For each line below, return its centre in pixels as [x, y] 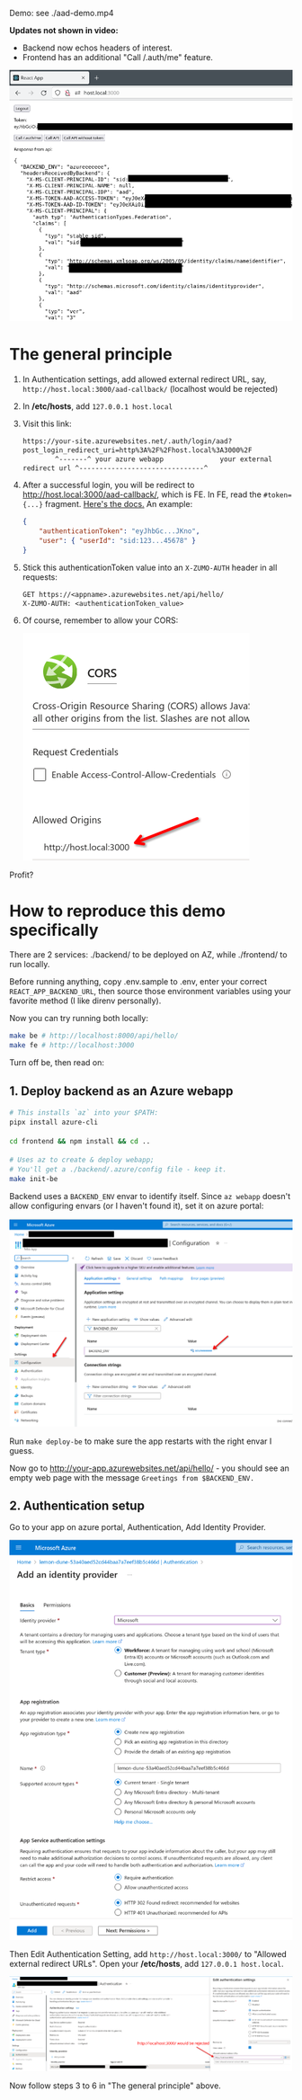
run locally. [30, 965]
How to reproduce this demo [118, 911]
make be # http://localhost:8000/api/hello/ [94, 1036]
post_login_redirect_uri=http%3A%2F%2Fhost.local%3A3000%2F [137, 450]
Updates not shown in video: [64, 30]
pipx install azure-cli [54, 1122]
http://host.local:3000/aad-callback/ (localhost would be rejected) [150, 389]
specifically [54, 930]
